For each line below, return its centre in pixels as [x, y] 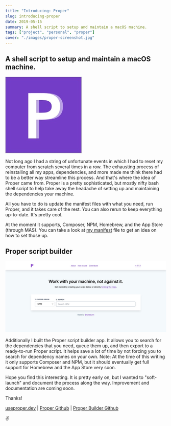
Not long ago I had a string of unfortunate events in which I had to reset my [84, 161]
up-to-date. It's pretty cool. [34, 214]
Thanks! [14, 398]
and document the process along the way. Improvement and [86, 383]
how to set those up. [27, 235]
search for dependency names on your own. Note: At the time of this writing [85, 357]
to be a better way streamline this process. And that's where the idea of [81, 177]
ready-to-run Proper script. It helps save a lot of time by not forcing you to [83, 351]
